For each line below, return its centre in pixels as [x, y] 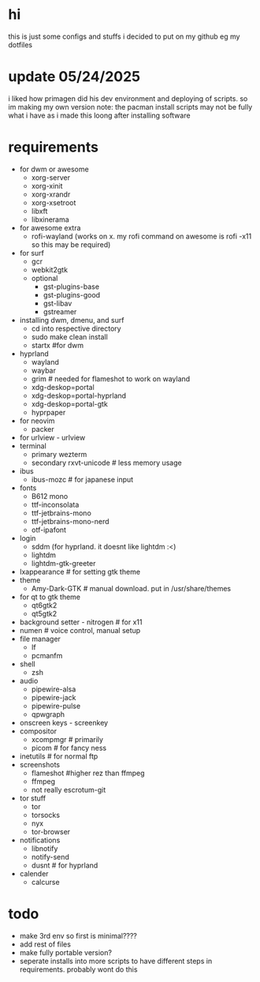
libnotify [45, 848]
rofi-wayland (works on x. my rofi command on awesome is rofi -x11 [141, 236]
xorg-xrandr [51, 194]
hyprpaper [48, 412]
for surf [32, 253]
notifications [40, 840]
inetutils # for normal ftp [59, 756]
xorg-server [51, 177]
